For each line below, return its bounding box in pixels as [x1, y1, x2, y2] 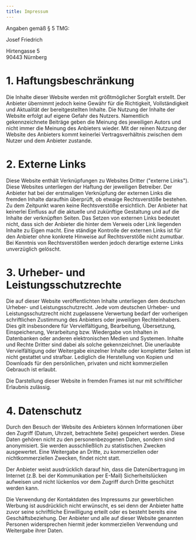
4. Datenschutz [6, 404, 82, 418]
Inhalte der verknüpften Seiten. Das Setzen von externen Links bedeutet [6, 214, 180, 221]
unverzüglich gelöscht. [6, 245, 61, 252]
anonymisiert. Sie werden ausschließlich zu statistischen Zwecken [6, 442, 166, 449]
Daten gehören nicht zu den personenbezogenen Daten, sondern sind [6, 436, 175, 443]
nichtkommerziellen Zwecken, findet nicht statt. [6, 454, 121, 462]
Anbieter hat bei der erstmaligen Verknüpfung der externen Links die [6, 189, 172, 196]
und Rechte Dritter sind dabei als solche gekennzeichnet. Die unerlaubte [6, 341, 180, 348]
